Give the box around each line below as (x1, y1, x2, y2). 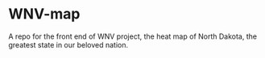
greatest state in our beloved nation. (8, 39, 129, 49)
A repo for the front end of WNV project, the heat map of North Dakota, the (8, 31, 258, 41)
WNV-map (8, 5, 81, 23)
